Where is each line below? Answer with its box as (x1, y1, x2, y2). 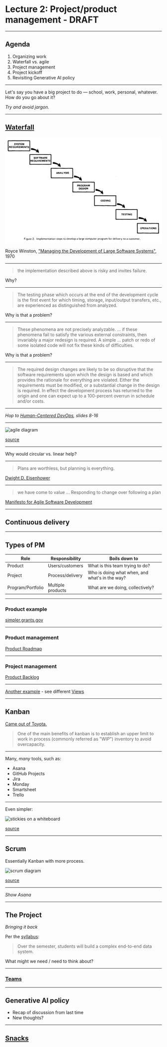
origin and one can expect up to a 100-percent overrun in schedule (17, 393, 155, 399)
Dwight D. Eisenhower (5, 475, 51, 481)
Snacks (5, 1034, 29, 1043)
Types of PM (5, 540, 45, 549)
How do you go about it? (5, 94, 56, 100)
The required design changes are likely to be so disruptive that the (17, 366, 154, 372)
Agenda (5, 40, 30, 48)
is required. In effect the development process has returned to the (17, 387, 153, 393)
